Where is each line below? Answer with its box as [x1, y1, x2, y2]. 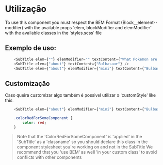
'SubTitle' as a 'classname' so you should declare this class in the [16, 139, 148, 145]
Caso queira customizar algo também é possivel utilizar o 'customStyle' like [5, 92, 156, 98]
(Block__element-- [121, 19, 158, 25]
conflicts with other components [16, 154, 82, 160]
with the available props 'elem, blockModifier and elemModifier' [24, 24, 152, 30]
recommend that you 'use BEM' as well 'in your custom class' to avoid [16, 149, 157, 155]
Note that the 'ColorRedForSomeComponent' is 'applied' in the [16, 133, 142, 139]
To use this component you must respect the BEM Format [5, 19, 120, 25]
